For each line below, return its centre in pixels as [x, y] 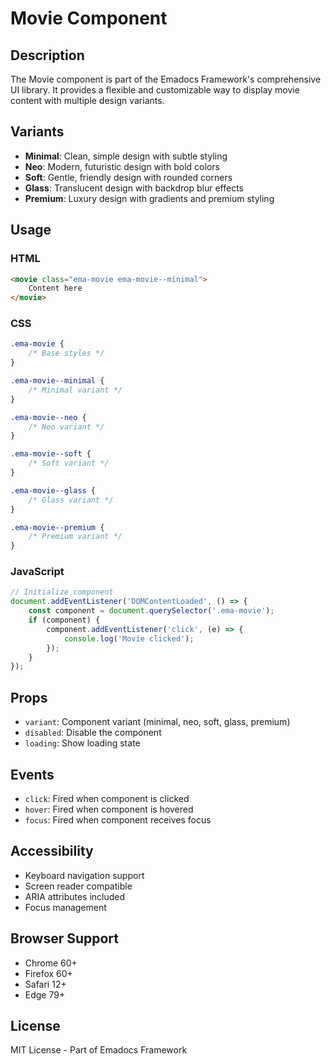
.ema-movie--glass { [53, 490]
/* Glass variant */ [71, 500]
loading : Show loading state [82, 743]
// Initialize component [62, 592]
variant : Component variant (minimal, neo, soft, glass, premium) [157, 722]
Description [47, 55]
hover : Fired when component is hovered [109, 809]
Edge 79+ [45, 994]
